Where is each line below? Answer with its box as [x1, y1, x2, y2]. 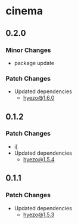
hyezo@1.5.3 [23, 211, 55, 218]
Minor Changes [5, 46, 51, 54]
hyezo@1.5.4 [23, 155, 55, 162]
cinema [5, 4, 43, 18]
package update [14, 59, 55, 66]
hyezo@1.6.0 [23, 94, 55, 102]
